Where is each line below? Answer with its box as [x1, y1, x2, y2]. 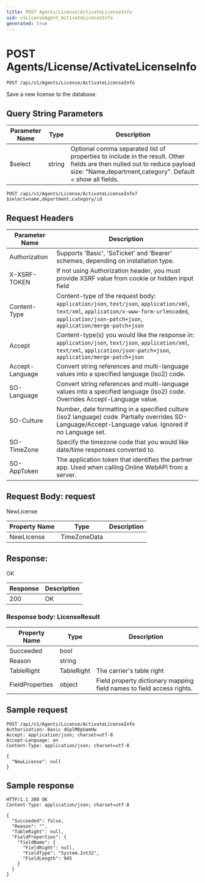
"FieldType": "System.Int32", [22, 850, 99, 857]
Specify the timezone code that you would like [56, 438, 189, 446]
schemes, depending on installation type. [56, 256, 174, 265]
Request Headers [6, 212, 74, 223]
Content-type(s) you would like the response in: [56, 330, 195, 339]
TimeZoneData [60, 532, 104, 541]
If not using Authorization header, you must [56, 266, 181, 275]
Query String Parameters [6, 108, 104, 119]
